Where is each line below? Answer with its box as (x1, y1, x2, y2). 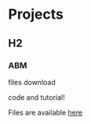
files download (8, 77, 56, 87)
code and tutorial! (8, 92, 65, 102)
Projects (8, 5, 64, 23)
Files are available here (8, 108, 83, 117)
